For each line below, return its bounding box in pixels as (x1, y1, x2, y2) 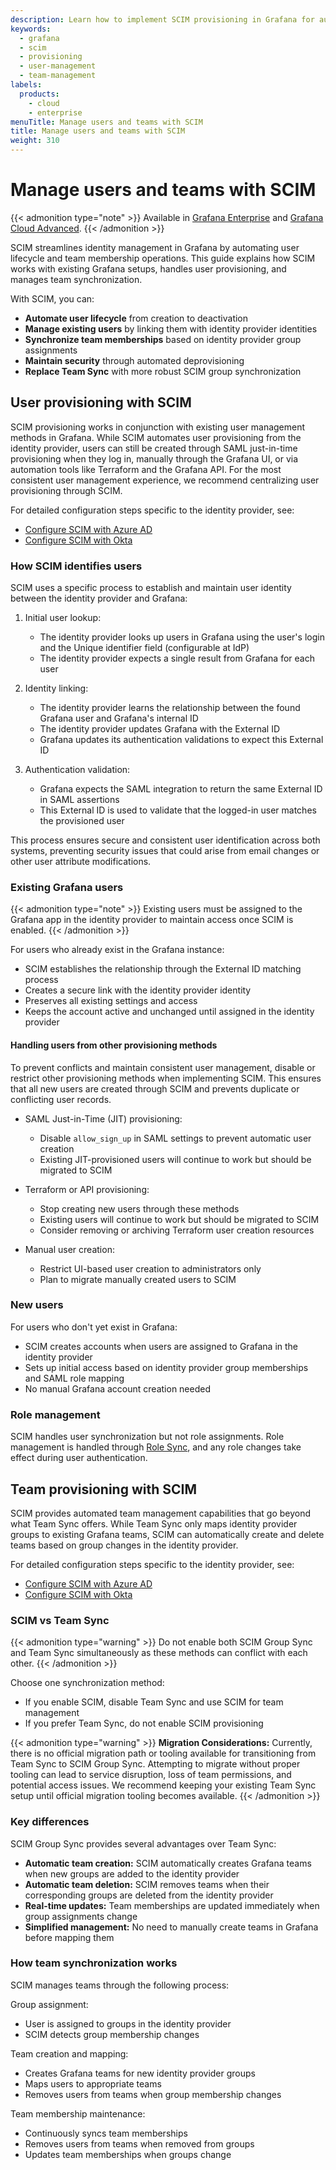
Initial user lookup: (24, 612, 102, 624)
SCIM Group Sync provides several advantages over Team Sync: (10, 1837, 277, 1850)
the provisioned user (39, 815, 125, 827)
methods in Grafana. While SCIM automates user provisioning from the (10, 431, 302, 443)
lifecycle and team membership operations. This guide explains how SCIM (10, 252, 316, 264)
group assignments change (24, 1910, 138, 1922)
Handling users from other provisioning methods (10, 1039, 218, 1051)
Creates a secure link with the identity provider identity (24, 984, 252, 996)
